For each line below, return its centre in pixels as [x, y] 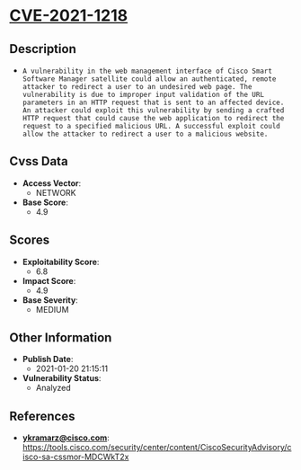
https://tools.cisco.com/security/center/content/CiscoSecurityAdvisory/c [157, 448]
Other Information [61, 338]
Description [43, 49]
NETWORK [56, 192]
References [42, 416]
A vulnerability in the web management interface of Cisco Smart [147, 71]
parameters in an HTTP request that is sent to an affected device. [153, 102]
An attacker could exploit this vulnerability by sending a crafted [153, 111]
